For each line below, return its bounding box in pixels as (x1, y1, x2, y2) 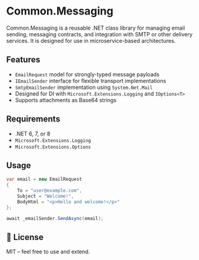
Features (6, 54, 40, 65)
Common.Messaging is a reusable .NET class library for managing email (6, 24, 185, 31)
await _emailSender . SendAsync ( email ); (6, 215, 104, 221)
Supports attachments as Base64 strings (14, 96, 116, 103)
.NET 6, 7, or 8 (14, 130, 51, 137)
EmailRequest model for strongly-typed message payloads (14, 71, 160, 78)
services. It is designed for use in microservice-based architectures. (6, 37, 176, 44)
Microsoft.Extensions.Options (14, 144, 92, 150)
